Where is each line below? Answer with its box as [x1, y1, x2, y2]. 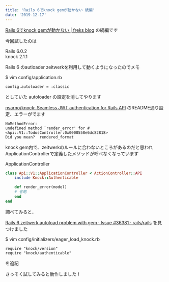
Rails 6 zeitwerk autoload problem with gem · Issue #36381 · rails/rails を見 [5, 219, 162, 225]
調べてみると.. [5, 208, 35, 215]
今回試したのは [5, 38, 37, 44]
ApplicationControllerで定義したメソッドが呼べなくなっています [5, 150, 139, 156]
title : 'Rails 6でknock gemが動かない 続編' [5, 7, 95, 13]
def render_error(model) [14, 184, 67, 190]
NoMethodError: [5, 121, 38, 126]
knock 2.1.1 [5, 53, 28, 59]
